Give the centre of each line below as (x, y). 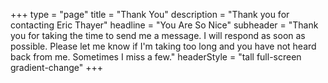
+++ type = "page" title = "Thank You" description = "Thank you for (150, 14)
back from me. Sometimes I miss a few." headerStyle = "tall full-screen (156, 57)
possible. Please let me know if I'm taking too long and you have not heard (163, 46)
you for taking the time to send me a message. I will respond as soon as (158, 35)
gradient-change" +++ (57, 67)
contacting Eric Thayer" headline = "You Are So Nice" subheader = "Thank (164, 25)
